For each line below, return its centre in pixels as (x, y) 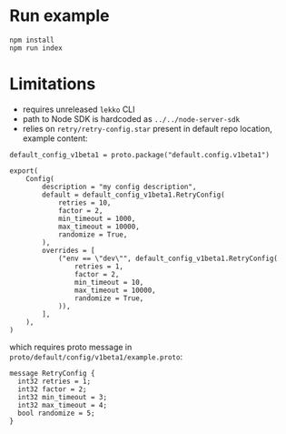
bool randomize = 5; (56, 413)
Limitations (53, 84)
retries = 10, (84, 202)
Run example (59, 16)
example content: (55, 138)
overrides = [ (69, 250)
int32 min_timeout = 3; (62, 397)
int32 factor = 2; (53, 389)
